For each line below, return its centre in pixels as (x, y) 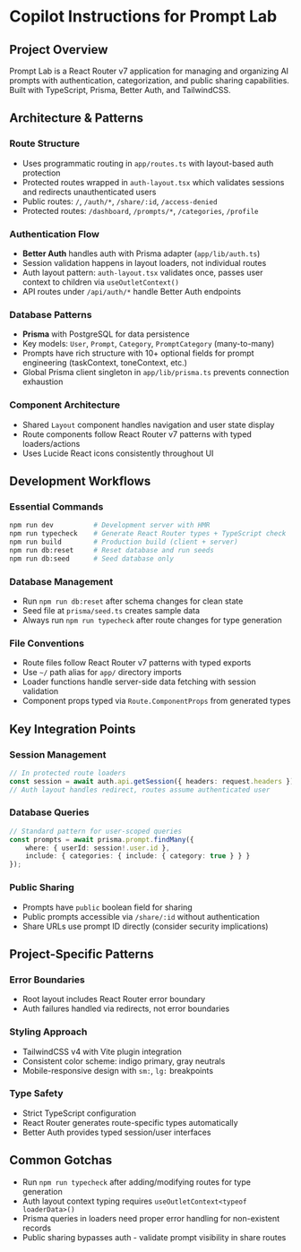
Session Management (58, 754)
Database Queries (49, 812)
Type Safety (36, 1093)
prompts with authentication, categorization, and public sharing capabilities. (149, 81)
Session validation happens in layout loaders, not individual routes (144, 262)
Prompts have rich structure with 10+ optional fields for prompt (138, 353)
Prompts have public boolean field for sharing (107, 907)
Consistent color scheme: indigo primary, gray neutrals (124, 1061)
